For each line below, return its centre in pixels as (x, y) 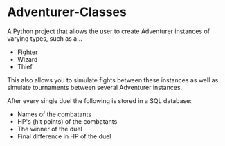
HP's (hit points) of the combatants (67, 121)
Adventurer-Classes (67, 12)
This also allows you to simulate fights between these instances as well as (113, 80)
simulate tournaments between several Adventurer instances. (95, 87)
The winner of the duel (49, 129)
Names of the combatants (54, 114)
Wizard (27, 59)
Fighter (27, 52)
